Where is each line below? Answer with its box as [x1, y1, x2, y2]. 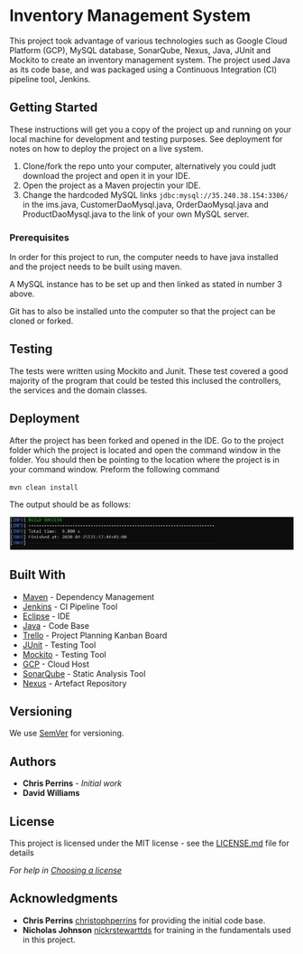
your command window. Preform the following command [9, 463, 220, 474]
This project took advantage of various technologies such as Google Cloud [9, 35, 288, 46]
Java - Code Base [22, 620, 90, 631]
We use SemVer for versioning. [9, 728, 124, 739]
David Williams [22, 788, 80, 799]
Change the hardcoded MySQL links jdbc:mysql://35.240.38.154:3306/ [22, 189, 289, 200]
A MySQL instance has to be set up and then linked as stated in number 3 [9, 279, 282, 290]
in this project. [22, 934, 77, 945]
